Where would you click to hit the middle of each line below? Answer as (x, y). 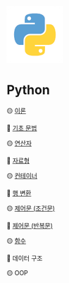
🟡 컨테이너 (22, 175)
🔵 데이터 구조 (25, 258)
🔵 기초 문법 (22, 128)
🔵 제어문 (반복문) (30, 225)
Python (28, 90)
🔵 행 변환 (19, 193)
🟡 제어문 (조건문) (31, 208)
